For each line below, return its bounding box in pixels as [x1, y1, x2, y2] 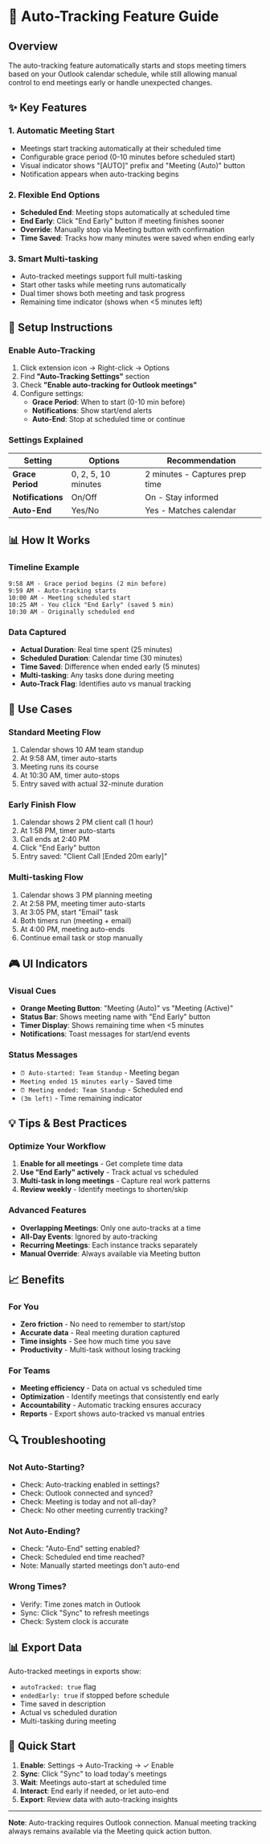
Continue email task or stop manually [19, 933, 143, 943]
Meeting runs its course [19, 761, 99, 771]
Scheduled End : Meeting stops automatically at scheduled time [19, 207, 231, 217]
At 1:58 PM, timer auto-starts [19, 826, 116, 835]
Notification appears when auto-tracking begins [19, 169, 179, 179]
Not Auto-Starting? [8, 1461, 85, 1472]
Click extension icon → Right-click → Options [19, 362, 170, 373]
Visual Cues [8, 985, 56, 996]
